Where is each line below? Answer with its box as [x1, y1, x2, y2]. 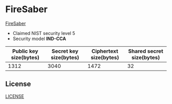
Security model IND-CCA [12, 36, 67, 42]
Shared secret [128, 47, 164, 54]
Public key [12, 47, 38, 54]
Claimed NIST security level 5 [12, 30, 75, 36]
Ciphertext [91, 47, 119, 54]
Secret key [51, 47, 78, 54]
